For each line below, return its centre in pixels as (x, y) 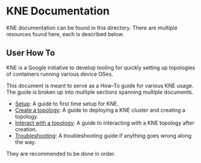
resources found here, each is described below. (65, 34)
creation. (26, 129)
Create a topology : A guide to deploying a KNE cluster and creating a (100, 110)
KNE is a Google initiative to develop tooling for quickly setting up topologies (101, 67)
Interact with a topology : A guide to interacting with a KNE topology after (105, 123)
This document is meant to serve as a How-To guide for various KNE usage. (100, 85)
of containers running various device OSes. (60, 74)
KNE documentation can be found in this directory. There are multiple (92, 28)
